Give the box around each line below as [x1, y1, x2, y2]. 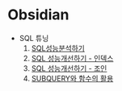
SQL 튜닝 [19, 33, 49, 43]
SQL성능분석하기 [31, 43, 86, 53]
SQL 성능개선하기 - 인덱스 [31, 53, 114, 63]
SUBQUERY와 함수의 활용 [31, 73, 114, 83]
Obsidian [7, 6, 69, 24]
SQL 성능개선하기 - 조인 [31, 63, 107, 73]
